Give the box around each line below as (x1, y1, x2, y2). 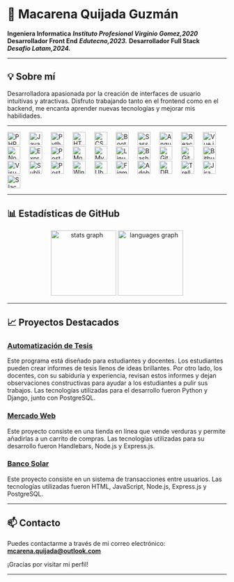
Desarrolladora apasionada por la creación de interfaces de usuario (7, 89, 201, 97)
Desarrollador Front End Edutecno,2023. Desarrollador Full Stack (7, 36, 200, 45)
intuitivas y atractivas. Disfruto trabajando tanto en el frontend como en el (7, 97, 219, 105)
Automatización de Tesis (7, 340, 93, 350)
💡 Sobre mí (7, 71, 56, 83)
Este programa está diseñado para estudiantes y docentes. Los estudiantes (7, 356, 224, 365)
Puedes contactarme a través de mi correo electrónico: (7, 539, 166, 547)
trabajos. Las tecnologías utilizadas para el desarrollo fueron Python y (7, 386, 208, 395)
